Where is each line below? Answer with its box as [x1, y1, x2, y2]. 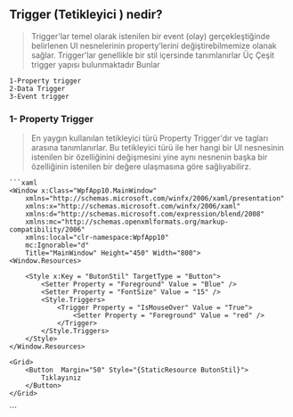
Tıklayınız [41, 373, 82, 382]
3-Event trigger [9, 92, 69, 101]
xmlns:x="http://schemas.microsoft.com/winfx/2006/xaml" [25, 202, 241, 211]
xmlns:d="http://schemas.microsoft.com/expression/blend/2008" [25, 209, 265, 219]
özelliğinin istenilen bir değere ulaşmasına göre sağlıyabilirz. [30, 161, 252, 172]
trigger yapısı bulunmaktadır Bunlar [30, 59, 160, 69]
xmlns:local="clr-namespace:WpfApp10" [25, 233, 169, 242]
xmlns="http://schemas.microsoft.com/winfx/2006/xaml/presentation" [25, 194, 285, 203]
